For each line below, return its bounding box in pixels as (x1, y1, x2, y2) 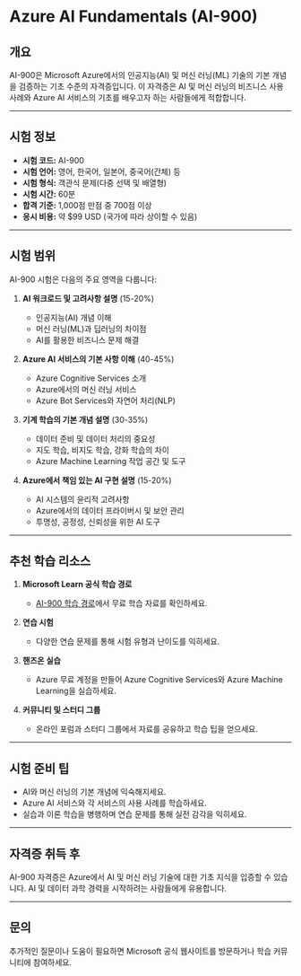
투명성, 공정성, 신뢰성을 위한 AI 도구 (35, 516, 161, 527)
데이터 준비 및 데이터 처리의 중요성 (35, 433, 156, 444)
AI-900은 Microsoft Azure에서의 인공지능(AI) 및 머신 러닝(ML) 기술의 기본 (9, 70, 271, 80)
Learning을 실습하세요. (35, 685, 116, 697)
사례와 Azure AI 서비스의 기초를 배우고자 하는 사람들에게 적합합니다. (9, 92, 246, 102)
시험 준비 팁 (9, 761, 70, 776)
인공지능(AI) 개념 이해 (35, 312, 112, 322)
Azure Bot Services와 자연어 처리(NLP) (35, 395, 176, 406)
